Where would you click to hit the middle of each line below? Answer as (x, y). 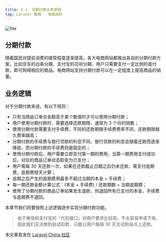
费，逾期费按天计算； (34, 172)
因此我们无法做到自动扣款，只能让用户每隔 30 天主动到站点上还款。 (86, 224)
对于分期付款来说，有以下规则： (38, 106)
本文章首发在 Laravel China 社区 (38, 235)
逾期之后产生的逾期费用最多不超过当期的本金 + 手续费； (69, 179)
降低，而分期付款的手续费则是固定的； (51, 148)
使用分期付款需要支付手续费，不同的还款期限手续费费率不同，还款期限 (84, 129)
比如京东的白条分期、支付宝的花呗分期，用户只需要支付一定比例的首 (83, 64)
